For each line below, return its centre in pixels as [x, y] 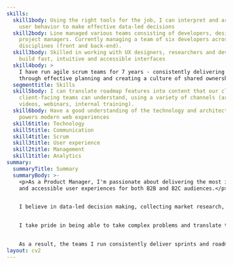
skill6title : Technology [49, 123]
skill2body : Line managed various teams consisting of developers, [113, 33]
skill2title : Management [49, 150]
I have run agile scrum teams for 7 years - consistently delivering [122, 72]
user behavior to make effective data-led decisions [97, 26]
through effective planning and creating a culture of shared [111, 78]
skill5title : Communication [54, 130]
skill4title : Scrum [41, 136]
